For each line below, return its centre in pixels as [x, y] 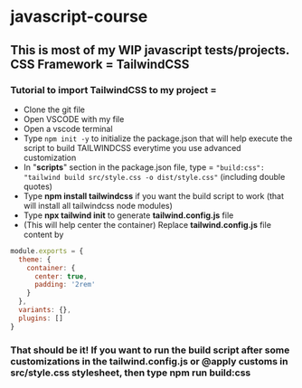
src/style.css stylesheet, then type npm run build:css [131, 373]
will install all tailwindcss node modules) [98, 205]
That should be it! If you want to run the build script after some [150, 350]
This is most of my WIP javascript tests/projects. [150, 50]
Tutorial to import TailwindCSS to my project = [113, 90]
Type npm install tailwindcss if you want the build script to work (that [153, 195]
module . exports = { [47, 251]
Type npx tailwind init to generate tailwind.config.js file [128, 215]
